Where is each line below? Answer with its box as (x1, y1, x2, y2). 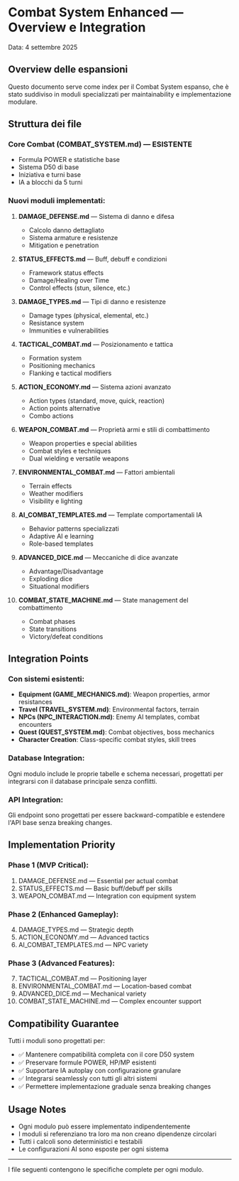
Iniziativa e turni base (18, 171, 81, 179)
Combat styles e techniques (28, 446, 111, 455)
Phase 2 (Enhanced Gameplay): (8, 909, 119, 919)
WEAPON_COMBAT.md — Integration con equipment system (18, 891, 196, 900)
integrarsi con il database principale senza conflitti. (8, 777, 157, 785)
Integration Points (8, 653, 89, 665)
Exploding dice (28, 574, 73, 583)
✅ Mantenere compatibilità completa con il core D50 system (18, 1050, 194, 1059)
